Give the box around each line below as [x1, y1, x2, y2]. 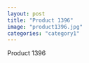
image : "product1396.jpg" [7, 23, 83, 30]
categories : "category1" [7, 29, 80, 37]
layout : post [7, 10, 46, 17]
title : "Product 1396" [7, 17, 74, 24]
